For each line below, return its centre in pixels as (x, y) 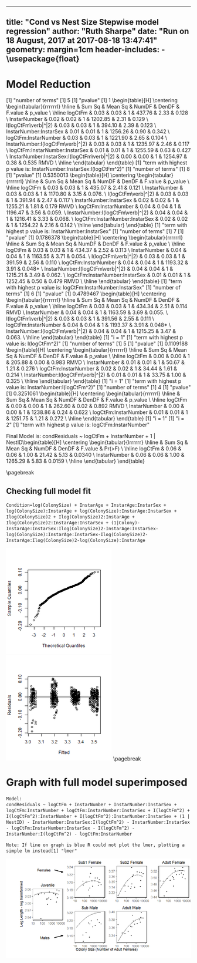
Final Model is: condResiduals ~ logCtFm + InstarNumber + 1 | (81, 436)
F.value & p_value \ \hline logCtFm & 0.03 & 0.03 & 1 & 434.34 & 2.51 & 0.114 (97, 307)
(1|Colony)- (126, 523)
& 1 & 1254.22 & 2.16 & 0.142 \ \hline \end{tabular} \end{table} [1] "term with (97, 225)
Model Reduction (48, 84)
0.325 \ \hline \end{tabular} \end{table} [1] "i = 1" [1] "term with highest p (94, 381)
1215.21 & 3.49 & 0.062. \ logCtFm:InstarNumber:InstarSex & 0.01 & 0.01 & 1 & (98, 275)
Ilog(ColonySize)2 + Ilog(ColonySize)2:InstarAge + (70, 517)
